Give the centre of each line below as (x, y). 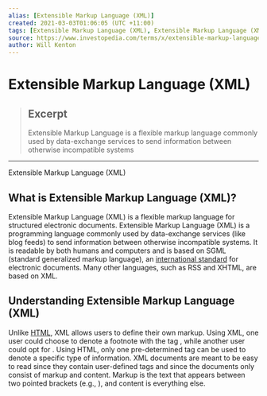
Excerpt (47, 113)
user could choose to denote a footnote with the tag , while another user (127, 341)
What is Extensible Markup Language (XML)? (122, 198)
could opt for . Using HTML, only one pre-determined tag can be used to (127, 349)
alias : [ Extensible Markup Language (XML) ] (81, 16)
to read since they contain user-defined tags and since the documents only (132, 366)
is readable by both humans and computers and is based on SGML (117, 250)
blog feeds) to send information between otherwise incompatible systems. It (133, 242)
